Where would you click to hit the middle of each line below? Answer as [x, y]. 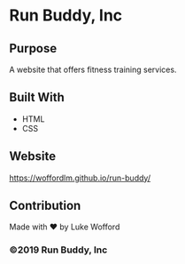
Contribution [45, 206]
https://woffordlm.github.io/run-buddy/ [80, 178]
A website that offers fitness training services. [93, 69]
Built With [37, 97]
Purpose [33, 48]
